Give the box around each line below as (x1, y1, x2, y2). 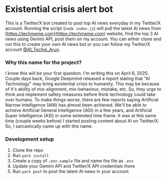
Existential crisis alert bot (5, 3, 113, 15)
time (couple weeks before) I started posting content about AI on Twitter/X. (5, 118, 160, 124)
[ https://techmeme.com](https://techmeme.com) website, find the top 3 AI (5, 30, 158, 36)
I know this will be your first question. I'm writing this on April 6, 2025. (5, 70, 149, 76)
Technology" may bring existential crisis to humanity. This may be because (5, 81, 160, 87)
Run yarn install (12, 152, 49, 158)
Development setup (5, 136, 54, 143)
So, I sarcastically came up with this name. (5, 123, 93, 129)
